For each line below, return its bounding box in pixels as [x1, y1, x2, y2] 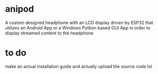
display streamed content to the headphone [5, 30, 94, 36]
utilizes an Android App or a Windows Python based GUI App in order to [5, 25, 151, 30]
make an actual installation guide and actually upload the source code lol [5, 63, 152, 69]
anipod [5, 3, 34, 15]
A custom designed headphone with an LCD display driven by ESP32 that [5, 20, 154, 25]
